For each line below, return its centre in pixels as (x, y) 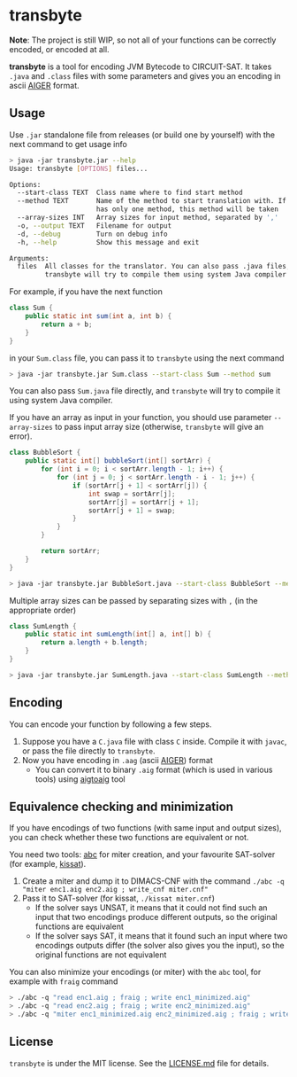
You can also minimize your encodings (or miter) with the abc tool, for (135, 972)
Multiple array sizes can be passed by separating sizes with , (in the (133, 600)
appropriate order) (43, 610)
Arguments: (29, 258)
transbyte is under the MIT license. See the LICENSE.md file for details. (139, 1063)
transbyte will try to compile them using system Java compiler (166, 275)
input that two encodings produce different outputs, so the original (156, 917)
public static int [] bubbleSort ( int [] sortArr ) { (118, 461)
